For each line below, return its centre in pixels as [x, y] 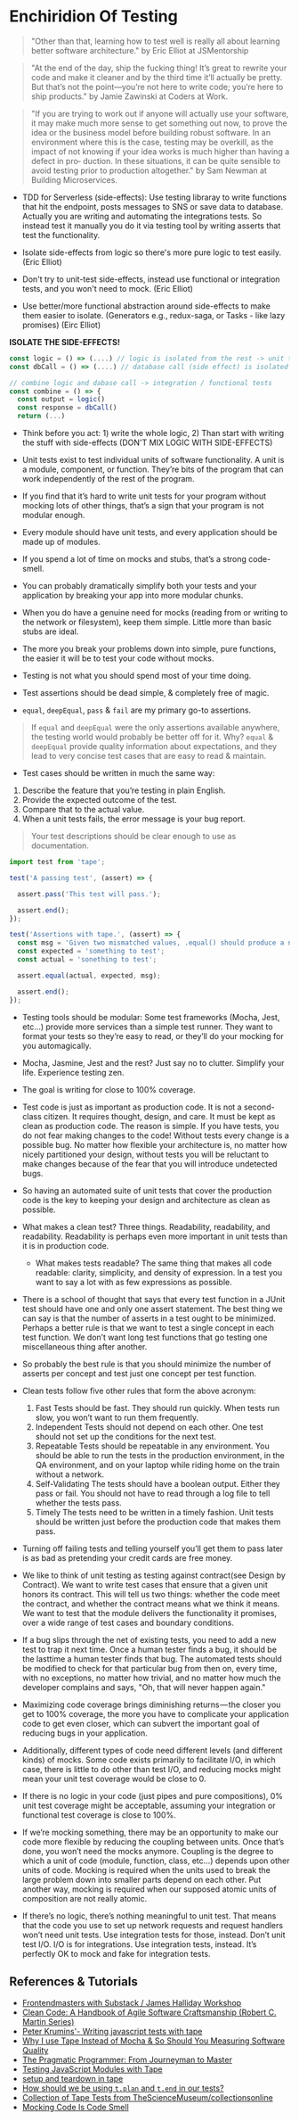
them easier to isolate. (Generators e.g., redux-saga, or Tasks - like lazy [154, 315]
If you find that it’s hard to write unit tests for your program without [144, 496]
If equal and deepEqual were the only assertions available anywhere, [155, 728]
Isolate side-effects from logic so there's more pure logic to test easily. [152, 252]
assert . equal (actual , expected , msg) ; [89, 975]
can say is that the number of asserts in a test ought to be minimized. [149, 1318]
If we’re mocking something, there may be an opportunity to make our [150, 1832]
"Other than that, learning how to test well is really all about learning [155, 41]
